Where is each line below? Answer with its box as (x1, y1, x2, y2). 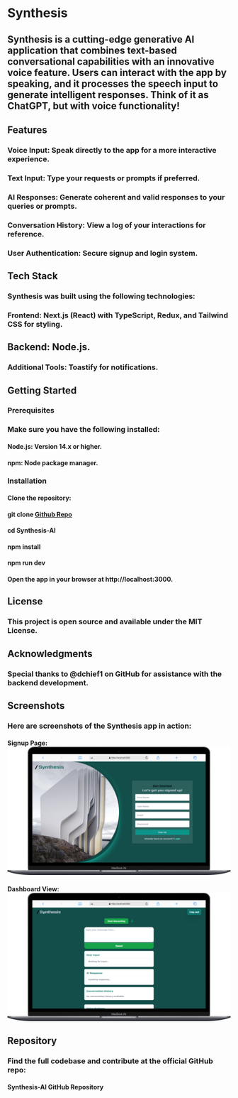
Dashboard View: (7, 884, 59, 893)
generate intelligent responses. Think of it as (7, 89, 209, 101)
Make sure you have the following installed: (7, 425, 161, 435)
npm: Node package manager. (7, 458, 98, 467)
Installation (7, 476, 47, 486)
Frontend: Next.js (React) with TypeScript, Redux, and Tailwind (7, 310, 229, 320)
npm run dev (7, 559, 46, 567)
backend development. (7, 678, 89, 687)
